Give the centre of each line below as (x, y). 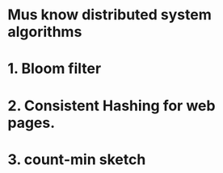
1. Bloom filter (55, 69)
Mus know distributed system (109, 15)
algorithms (45, 32)
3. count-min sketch (77, 159)
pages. (32, 123)
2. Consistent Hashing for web (111, 105)
